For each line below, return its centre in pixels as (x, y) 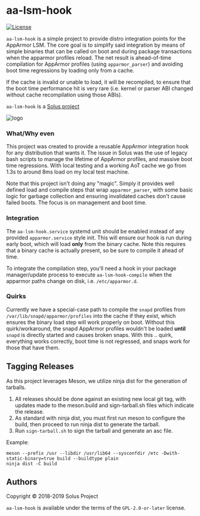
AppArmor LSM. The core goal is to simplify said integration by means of (96, 45)
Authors (22, 482)
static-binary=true (30, 459)
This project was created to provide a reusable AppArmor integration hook (98, 147)
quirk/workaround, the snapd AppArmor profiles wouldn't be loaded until (96, 328)
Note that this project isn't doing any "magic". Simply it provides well (90, 184)
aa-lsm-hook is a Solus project (43, 106)
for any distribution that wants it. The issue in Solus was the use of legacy (97, 153)
